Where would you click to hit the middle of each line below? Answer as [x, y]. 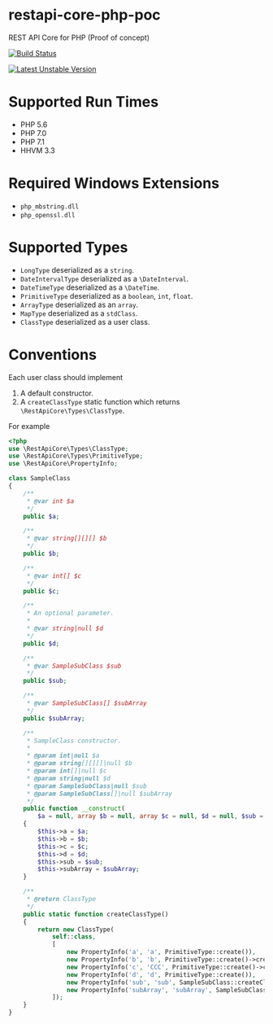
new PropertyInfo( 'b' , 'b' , [114, 960]
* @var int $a [50, 501]
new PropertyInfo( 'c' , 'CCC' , [117, 967]
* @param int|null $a [63, 756]
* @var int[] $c [54, 575]
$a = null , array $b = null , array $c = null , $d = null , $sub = [151, 816]
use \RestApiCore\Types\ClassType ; [69, 449]
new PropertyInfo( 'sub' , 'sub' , [121, 982]
